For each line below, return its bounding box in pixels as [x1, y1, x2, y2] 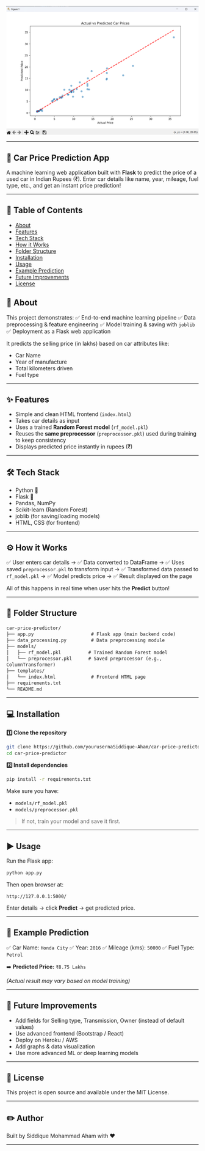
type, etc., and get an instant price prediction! [6, 181, 121, 189]
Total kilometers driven [15, 364, 73, 372]
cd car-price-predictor [6, 750, 67, 756]
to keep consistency [15, 437, 67, 444]
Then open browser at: [6, 880, 64, 888]
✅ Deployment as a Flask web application [6, 327, 111, 335]
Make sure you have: [6, 787, 59, 795]
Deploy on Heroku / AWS [15, 1036, 78, 1043]
